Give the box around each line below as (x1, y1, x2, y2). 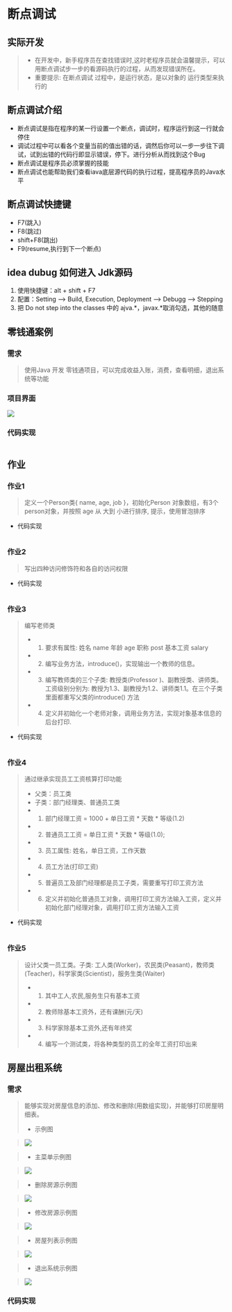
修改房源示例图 (34, 1208, 78, 1217)
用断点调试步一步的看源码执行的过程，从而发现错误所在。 (34, 65, 199, 73)
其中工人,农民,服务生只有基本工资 (44, 991, 140, 1000)
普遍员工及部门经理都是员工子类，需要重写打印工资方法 (44, 879, 204, 887)
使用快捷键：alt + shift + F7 (17, 286, 96, 295)
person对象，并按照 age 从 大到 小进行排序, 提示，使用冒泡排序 (24, 507, 206, 515)
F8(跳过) (17, 227, 42, 235)
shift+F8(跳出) (17, 236, 58, 244)
